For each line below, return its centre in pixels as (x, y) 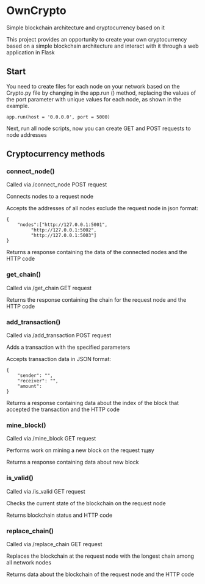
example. (18, 106)
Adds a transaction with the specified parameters (68, 347)
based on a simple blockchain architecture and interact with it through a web (103, 46)
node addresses (27, 134)
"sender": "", (35, 376)
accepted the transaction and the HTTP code (63, 409)
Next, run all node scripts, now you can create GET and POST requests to (99, 128)
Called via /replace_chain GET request (54, 544)
